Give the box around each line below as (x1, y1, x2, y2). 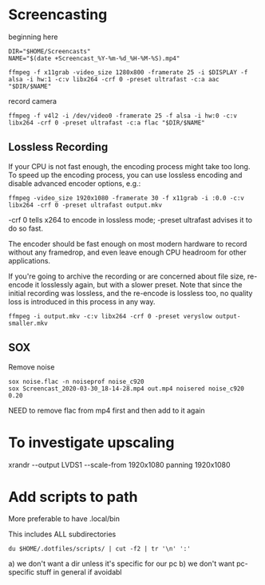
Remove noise (8, 362, 55, 372)
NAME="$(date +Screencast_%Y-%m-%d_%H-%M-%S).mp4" (8, 54, 180, 62)
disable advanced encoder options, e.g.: (8, 178, 141, 188)
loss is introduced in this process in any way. (8, 297, 156, 306)
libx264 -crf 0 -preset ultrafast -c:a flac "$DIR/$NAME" (8, 118, 205, 127)
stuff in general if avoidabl (36, 567, 122, 577)
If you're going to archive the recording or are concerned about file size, (8, 271, 246, 281)
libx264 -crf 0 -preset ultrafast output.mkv (8, 201, 162, 209)
